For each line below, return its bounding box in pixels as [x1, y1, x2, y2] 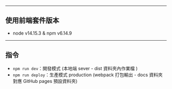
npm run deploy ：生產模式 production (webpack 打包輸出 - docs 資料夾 [12, 72, 163, 78]
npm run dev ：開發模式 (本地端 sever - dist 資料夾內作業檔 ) [12, 65, 138, 71]
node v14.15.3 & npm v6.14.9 [12, 30, 72, 36]
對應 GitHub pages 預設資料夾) [12, 78, 78, 84]
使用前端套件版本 [5, 16, 59, 25]
